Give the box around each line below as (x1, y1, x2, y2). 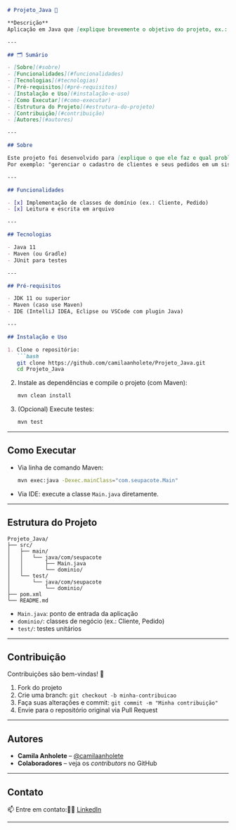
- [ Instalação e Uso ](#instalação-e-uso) (7, 90, 131, 97)
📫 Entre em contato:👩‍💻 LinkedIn (7, 805, 102, 813)
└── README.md (7, 597, 49, 604)
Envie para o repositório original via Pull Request (17, 706, 158, 715)
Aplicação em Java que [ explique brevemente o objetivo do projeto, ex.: (7, 25, 228, 33)
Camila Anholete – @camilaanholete (17, 752, 124, 760)
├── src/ (7, 541, 33, 548)
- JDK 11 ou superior (7, 295, 71, 302)
